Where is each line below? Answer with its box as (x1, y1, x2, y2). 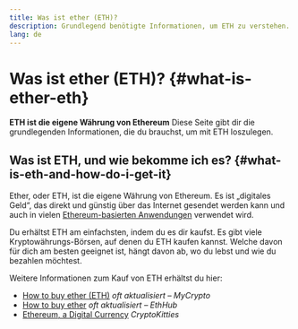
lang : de (9, 30, 42, 39)
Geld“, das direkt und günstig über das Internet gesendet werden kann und (9, 200, 285, 211)
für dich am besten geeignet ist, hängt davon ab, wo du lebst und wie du (9, 246, 277, 256)
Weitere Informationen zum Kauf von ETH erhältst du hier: (9, 273, 223, 283)
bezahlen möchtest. (9, 255, 82, 266)
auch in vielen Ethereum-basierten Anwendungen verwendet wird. (9, 210, 254, 221)
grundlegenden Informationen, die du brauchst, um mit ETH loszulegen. (9, 126, 274, 137)
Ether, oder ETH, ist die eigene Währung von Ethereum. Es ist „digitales (9, 190, 271, 202)
